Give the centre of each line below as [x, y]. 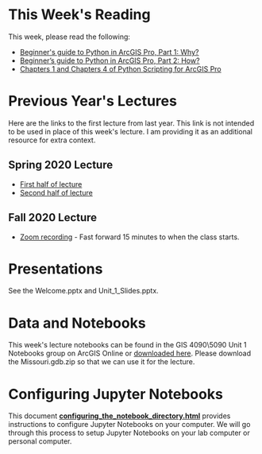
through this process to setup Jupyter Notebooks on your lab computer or [129, 433]
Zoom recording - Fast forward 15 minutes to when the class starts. [129, 237]
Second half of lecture [56, 192]
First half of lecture [51, 184]
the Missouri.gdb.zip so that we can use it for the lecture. [102, 362]
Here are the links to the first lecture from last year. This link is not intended [131, 123]
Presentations [56, 269]
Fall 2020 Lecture [53, 217]
